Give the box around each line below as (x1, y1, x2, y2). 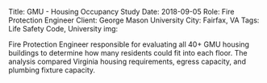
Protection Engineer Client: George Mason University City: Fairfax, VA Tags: (8, 15, 260, 25)
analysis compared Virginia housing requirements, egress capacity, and (8, 56, 246, 66)
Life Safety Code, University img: (8, 24, 119, 33)
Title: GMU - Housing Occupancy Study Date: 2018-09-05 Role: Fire (8, 7, 235, 16)
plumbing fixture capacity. (8, 65, 95, 75)
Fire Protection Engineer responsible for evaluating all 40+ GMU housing (8, 39, 250, 49)
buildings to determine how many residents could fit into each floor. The (8, 48, 248, 57)
